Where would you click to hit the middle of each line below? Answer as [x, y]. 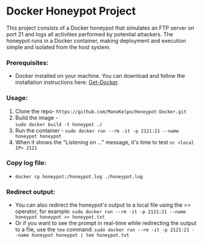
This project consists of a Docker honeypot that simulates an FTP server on [101, 28]
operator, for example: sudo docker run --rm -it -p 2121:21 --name [101, 211]
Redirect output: [31, 191]
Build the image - [37, 117]
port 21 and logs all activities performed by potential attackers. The [90, 34]
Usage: [17, 98]
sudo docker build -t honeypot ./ [58, 124]
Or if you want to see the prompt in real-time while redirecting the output [106, 223]
